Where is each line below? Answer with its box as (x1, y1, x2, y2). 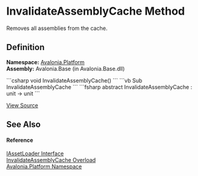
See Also (6, 119, 41, 130)
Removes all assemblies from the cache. (6, 24, 108, 32)
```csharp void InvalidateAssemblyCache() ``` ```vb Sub (6, 76, 143, 84)
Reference (6, 136, 34, 144)
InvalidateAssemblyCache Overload (6, 156, 96, 164)
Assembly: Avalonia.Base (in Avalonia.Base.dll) (6, 65, 125, 72)
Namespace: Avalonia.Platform (6, 58, 85, 65)
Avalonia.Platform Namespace (6, 163, 82, 170)
